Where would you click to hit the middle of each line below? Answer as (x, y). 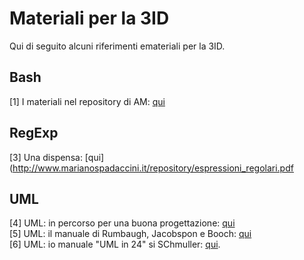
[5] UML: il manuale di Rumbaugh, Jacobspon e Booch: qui (130, 234)
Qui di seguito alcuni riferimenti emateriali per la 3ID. (117, 46)
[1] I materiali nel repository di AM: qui (87, 101)
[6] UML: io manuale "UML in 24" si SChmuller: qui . (115, 244)
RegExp (34, 133)
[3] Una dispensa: (46, 157)
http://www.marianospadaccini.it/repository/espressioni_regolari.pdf (153, 168)
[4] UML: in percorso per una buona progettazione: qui (122, 223)
